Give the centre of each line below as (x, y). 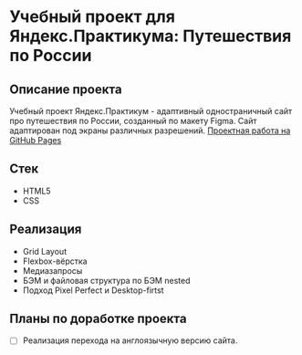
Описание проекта (66, 89)
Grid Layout (44, 251)
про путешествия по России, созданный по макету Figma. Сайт (133, 121)
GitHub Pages (36, 140)
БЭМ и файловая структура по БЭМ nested (106, 280)
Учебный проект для (93, 17)
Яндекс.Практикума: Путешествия (151, 36)
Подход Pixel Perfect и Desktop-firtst (93, 290)
